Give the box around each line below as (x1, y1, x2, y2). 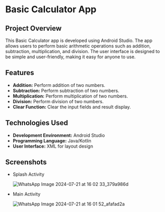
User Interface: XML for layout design (12, 143, 93, 149)
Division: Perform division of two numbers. (12, 98, 104, 104)
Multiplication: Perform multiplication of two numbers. (12, 93, 128, 99)
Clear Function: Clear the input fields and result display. (12, 104, 131, 110)
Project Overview (5, 24, 62, 33)
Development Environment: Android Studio (12, 132, 105, 138)
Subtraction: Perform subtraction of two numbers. (12, 87, 120, 93)
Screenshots (5, 158, 47, 167)
